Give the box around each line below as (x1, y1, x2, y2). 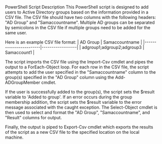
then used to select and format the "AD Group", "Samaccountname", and (5, 110, 150, 115)
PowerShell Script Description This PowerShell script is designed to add (5, 4, 149, 10)
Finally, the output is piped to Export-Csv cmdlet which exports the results (5, 124, 154, 130)
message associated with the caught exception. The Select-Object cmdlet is (5, 104, 158, 110)
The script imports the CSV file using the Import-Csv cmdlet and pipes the (5, 59, 154, 64)
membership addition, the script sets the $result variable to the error (5, 99, 142, 105)
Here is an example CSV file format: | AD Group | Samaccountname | (5, 39, 142, 45)
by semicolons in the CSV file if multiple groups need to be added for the (5, 25, 151, 31)
